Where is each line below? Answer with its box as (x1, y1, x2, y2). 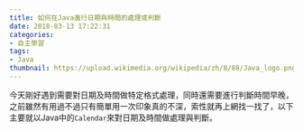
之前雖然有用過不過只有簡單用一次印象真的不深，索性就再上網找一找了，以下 (9, 100, 294, 111)
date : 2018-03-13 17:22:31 (9, 22, 111, 31)
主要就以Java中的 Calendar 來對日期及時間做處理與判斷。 (9, 112, 218, 123)
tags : (9, 47, 30, 56)
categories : (9, 30, 54, 39)
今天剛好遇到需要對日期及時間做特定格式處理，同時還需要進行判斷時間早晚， (9, 89, 294, 100)
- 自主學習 (9, 38, 45, 48)
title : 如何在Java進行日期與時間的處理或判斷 (9, 13, 162, 23)
